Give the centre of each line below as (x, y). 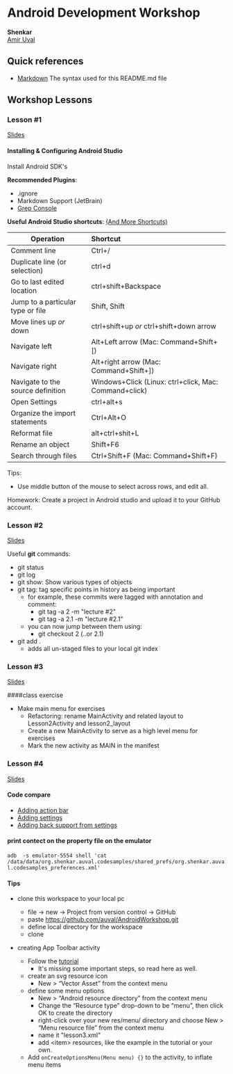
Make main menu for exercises (61, 709)
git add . (29, 641)
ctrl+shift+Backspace (126, 286)
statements (29, 422)
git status (31, 567)
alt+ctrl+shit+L (115, 433)
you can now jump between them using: (85, 626)
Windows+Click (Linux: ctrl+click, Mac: (155, 382)
